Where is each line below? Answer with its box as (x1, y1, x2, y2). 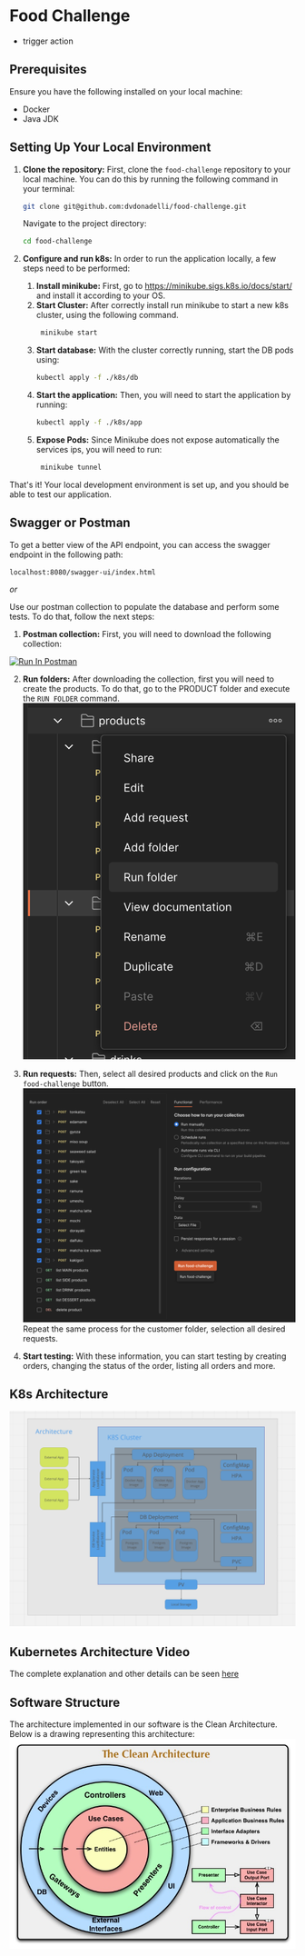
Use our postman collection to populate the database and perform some (9, 601, 280, 612)
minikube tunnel (40, 463, 103, 472)
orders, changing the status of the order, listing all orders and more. (22, 1360, 276, 1371)
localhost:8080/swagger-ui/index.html (9, 567, 156, 577)
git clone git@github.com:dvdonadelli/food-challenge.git (22, 202, 247, 211)
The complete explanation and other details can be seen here (9, 1669, 239, 1680)
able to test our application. (9, 488, 112, 500)
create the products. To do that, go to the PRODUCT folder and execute (22, 683, 290, 694)
